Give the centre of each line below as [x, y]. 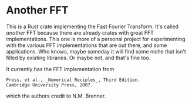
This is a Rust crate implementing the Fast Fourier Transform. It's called [92, 26]
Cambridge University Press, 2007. [50, 85]
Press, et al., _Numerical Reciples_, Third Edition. [73, 80]
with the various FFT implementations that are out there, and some [87, 45]
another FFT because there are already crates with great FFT [80, 32]
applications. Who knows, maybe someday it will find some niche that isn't [96, 51]
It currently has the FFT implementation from [60, 69]
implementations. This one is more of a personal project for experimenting [96, 39]
